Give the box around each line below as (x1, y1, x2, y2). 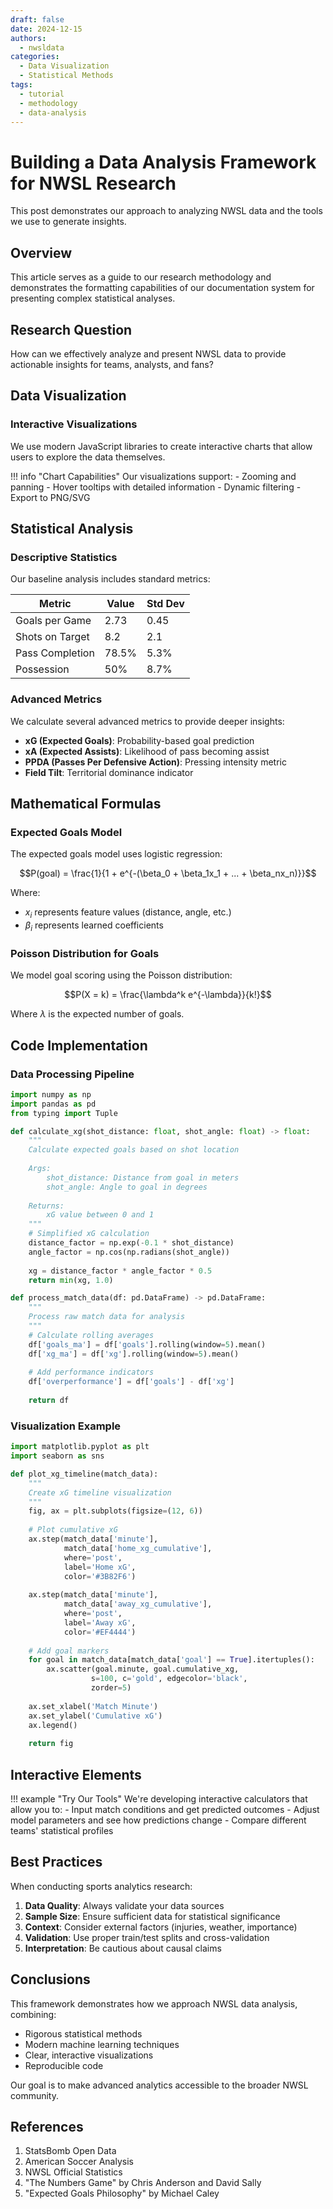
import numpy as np (10, 1089, 92, 1100)
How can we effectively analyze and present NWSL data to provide (10, 347, 287, 360)
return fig (28, 1739, 74, 1749)
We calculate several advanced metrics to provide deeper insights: (10, 715, 285, 727)
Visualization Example (10, 1419, 122, 1433)
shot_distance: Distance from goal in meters (46, 1172, 240, 1183)
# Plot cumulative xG (28, 1525, 118, 1535)
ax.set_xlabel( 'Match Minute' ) (28, 1701, 159, 1711)
